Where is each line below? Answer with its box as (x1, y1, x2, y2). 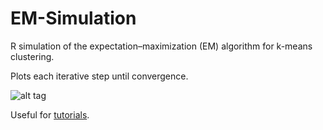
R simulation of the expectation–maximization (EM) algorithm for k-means (10, 40, 313, 52)
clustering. (10, 50, 55, 62)
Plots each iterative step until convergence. (10, 70, 189, 82)
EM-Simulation (10, 7, 137, 30)
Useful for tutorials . (10, 108, 90, 121)
